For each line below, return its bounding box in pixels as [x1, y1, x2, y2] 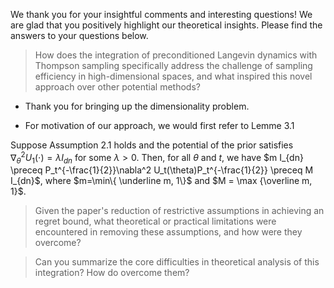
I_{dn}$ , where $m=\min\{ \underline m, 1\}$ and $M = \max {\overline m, [10, 175, 313, 187]
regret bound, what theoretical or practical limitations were [34, 215, 277, 228]
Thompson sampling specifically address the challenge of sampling [34, 60, 313, 71]
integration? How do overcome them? [34, 267, 190, 279]
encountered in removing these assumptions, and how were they [34, 226, 303, 238]
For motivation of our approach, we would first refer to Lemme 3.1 [24, 120, 295, 131]
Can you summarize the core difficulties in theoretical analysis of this [34, 256, 320, 268]
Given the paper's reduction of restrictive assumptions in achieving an [34, 205, 325, 217]
